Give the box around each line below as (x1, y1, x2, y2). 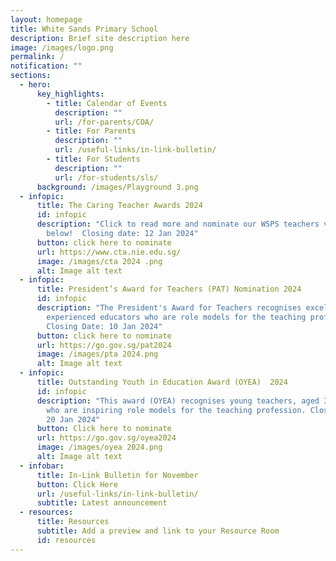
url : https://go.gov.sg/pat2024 (36, 340, 172, 350)
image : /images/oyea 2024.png (36, 442, 163, 453)
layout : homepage (10, 14, 83, 25)
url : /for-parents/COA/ (54, 117, 155, 127)
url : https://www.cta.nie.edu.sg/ (36, 247, 182, 257)
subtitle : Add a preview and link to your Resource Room (36, 526, 280, 536)
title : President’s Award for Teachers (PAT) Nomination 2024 (36, 284, 302, 295)
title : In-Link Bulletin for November (36, 470, 199, 480)
